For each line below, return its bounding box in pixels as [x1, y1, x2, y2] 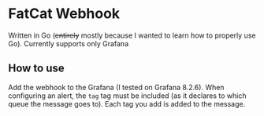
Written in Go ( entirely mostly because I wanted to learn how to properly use [8, 31, 256, 40]
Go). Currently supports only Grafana [8, 38, 129, 48]
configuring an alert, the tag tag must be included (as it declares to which [8, 91, 247, 100]
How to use [8, 62, 65, 75]
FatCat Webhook [8, 5, 121, 23]
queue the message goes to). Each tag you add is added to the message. [8, 99, 246, 108]
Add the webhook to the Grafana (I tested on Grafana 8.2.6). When [8, 82, 225, 92]
